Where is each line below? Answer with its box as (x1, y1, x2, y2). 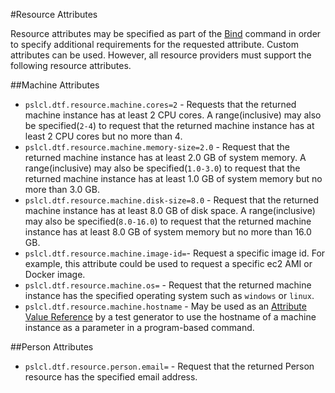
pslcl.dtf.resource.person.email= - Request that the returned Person (24, 360, 315, 372)
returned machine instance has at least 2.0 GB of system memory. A (24, 152, 307, 163)
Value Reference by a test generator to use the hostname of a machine (24, 311, 317, 323)
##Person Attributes (10, 341, 94, 353)
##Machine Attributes (10, 79, 100, 91)
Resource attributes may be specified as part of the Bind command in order (10, 28, 322, 39)
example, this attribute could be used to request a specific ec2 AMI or (24, 258, 313, 269)
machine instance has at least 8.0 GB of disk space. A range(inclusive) (24, 205, 316, 216)
